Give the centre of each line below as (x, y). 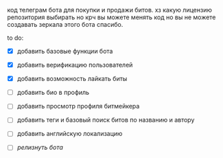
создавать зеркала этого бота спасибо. (65, 24)
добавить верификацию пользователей (75, 65)
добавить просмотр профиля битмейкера (78, 106)
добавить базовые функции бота (65, 51)
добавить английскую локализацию (70, 134)
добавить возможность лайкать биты (72, 79)
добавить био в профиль (53, 93)
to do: (15, 38)
